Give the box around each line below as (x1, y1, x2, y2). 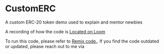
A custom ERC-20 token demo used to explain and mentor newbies (5, 19, 143, 25)
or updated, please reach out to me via (5, 43, 84, 49)
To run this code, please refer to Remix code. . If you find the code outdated (5, 38, 159, 44)
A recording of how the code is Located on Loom (5, 28, 106, 34)
